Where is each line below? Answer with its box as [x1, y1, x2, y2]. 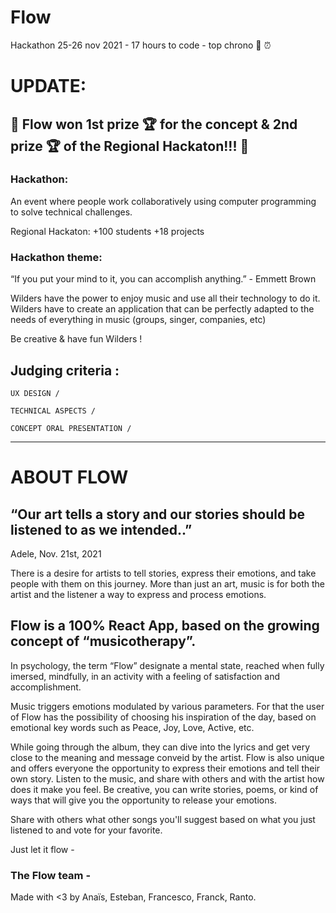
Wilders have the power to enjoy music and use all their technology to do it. [10, 292, 321, 305]
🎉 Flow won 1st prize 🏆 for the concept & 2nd [10, 116, 298, 133]
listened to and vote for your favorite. [10, 824, 163, 836]
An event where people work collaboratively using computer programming [10, 195, 317, 207]
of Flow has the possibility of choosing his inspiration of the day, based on [10, 711, 317, 723]
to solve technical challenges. [10, 206, 133, 218]
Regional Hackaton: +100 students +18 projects [10, 225, 205, 237]
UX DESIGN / [10, 388, 60, 398]
